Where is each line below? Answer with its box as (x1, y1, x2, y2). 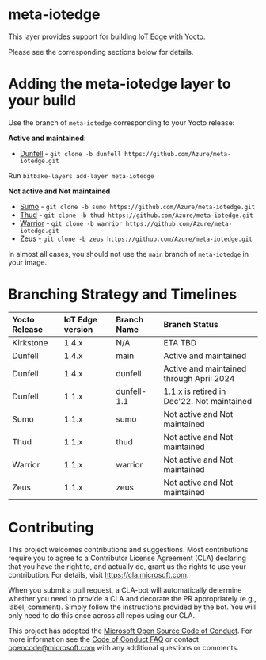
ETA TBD (163, 337, 197, 348)
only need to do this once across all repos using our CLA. (8, 610, 196, 620)
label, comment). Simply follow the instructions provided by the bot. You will (8, 602, 256, 612)
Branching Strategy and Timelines (8, 285, 237, 303)
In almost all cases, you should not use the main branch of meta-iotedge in (8, 249, 249, 258)
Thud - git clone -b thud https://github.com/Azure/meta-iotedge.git (19, 210, 253, 219)
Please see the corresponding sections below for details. (8, 47, 194, 56)
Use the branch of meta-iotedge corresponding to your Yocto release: (8, 117, 235, 128)
